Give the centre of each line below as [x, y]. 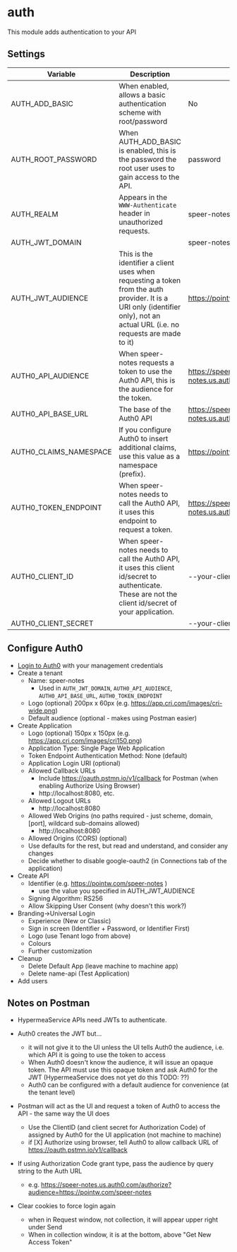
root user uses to [147, 168]
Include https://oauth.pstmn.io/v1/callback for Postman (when [128, 778]
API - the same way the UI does [63, 1113]
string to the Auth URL [50, 1171]
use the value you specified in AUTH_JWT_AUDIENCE [117, 891]
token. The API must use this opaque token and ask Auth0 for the [123, 1070]
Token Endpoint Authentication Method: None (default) [108, 755]
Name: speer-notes [56, 680]
